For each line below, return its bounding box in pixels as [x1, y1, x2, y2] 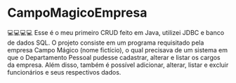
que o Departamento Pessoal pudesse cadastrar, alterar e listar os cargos [7, 53, 221, 61]
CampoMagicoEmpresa [7, 5, 147, 21]
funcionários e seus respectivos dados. [7, 68, 122, 76]
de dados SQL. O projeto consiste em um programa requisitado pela [7, 38, 204, 47]
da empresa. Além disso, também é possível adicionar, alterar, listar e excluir [7, 61, 229, 69]
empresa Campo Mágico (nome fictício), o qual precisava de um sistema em [7, 45, 228, 54]
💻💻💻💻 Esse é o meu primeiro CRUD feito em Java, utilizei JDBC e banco [7, 28, 225, 36]
